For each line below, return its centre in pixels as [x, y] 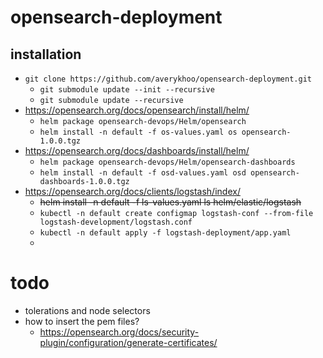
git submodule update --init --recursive [127, 90]
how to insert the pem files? [82, 321]
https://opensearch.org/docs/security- [119, 332]
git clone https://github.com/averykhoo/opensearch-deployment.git [168, 79]
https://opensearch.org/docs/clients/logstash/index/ [132, 191]
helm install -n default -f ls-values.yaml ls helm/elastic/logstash [170, 202]
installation [46, 54]
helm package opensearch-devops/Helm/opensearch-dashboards [167, 162]
